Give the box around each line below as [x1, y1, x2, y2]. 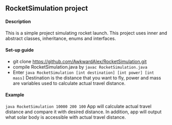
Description [5, 18, 31, 25]
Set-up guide [5, 47, 34, 53]
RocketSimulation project [5, 4, 88, 13]
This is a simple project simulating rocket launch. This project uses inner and [5, 30, 167, 36]
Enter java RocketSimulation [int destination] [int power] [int [12, 69, 155, 75]
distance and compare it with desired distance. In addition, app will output [5, 109, 162, 115]
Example [5, 92, 25, 98]
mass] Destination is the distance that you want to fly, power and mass [12, 74, 161, 81]
